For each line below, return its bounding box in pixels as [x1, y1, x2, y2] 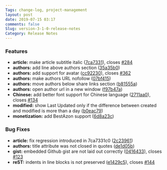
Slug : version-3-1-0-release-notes [5, 26, 81, 31]
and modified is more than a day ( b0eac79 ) [12, 108, 103, 114]
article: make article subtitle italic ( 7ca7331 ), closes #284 [12, 59, 133, 65]
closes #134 [12, 97, 38, 103]
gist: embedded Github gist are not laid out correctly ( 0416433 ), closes [12, 148, 162, 154]
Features [5, 48, 28, 55]
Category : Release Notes [5, 31, 58, 36]
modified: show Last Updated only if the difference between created [12, 103, 157, 109]
